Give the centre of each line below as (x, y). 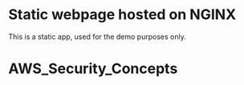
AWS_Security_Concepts (93, 69)
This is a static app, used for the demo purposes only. (97, 37)
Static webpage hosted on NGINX (122, 15)
